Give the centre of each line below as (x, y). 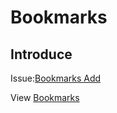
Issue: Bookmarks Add (56, 78)
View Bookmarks (45, 97)
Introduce (41, 54)
